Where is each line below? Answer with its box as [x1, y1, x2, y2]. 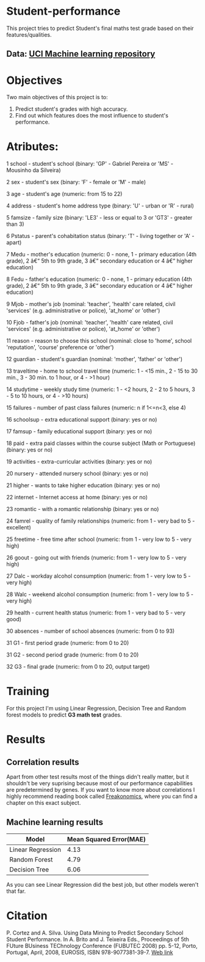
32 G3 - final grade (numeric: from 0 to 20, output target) [6, 663, 150, 671]
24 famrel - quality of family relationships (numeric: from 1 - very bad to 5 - [6, 517, 195, 524]
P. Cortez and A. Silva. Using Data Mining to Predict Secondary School [6, 929, 184, 936]
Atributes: [6, 140, 59, 154]
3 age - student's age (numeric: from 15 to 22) [6, 190, 123, 198]
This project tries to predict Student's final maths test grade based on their [6, 24, 194, 32]
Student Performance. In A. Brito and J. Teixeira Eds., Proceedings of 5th [6, 935, 189, 943]
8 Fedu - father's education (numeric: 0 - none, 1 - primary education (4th [6, 275, 192, 283]
